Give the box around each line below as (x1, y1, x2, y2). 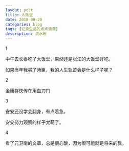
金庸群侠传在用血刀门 (5, 88, 50, 94)
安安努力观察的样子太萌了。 (5, 119, 64, 125)
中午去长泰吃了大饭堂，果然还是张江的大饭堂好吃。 (5, 56, 113, 62)
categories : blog (5, 21, 42, 27)
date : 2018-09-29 (5, 17, 42, 22)
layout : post (5, 7, 33, 13)
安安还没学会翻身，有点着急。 (5, 109, 68, 114)
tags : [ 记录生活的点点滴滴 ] (5, 27, 58, 32)
